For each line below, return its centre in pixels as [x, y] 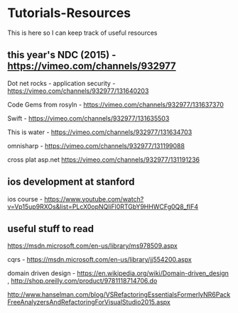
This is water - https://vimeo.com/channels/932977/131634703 [100, 132]
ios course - [25, 199]
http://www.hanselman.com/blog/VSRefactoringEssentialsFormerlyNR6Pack [119, 295]
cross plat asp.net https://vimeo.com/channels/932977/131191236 [104, 159]
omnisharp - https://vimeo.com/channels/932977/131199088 [96, 145]
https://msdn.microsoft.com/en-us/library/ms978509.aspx [92, 246]
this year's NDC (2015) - [62, 55]
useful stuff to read [51, 229]
